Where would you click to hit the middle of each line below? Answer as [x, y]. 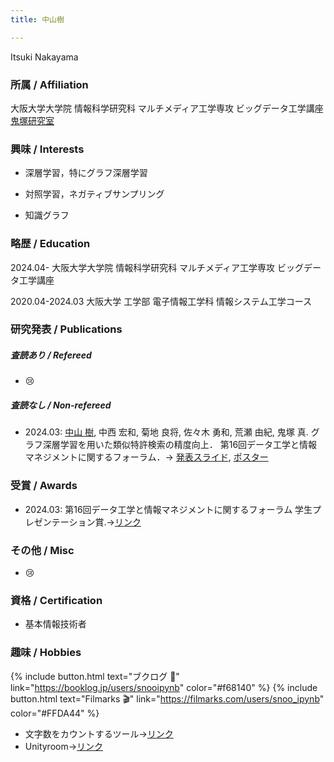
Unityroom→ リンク [64, 746]
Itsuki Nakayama [44, 57]
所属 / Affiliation [49, 84]
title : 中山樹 [37, 19]
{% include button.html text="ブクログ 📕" [95, 676]
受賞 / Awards [44, 486]
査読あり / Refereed [51, 355]
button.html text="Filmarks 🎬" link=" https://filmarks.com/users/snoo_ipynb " [167, 698]
